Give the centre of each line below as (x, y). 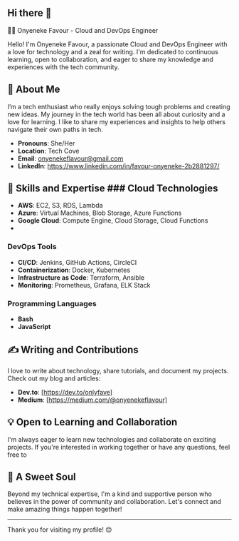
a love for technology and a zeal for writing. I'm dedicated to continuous (113, 51)
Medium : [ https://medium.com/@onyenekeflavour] (92, 400)
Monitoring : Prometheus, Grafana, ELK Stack (84, 285)
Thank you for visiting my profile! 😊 (60, 530)
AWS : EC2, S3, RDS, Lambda (60, 206)
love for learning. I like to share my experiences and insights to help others (117, 121)
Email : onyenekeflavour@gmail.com (70, 158)
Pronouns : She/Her (46, 143)
